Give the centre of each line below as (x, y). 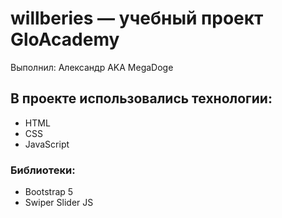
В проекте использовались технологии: (141, 98)
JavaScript (47, 144)
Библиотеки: (43, 170)
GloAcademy (65, 39)
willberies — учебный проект (137, 18)
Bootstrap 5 (49, 192)
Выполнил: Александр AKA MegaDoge (92, 67)
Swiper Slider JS (59, 203)
